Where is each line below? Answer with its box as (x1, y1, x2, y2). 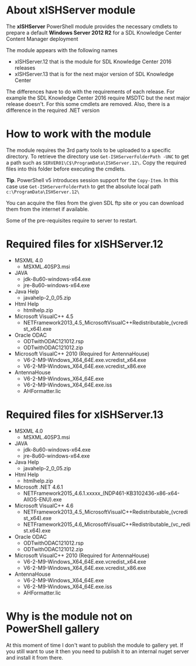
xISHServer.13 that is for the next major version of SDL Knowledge (14, 70, 174, 77)
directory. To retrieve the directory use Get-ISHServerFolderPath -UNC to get (6, 153, 189, 160)
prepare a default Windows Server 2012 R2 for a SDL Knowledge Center (6, 29, 182, 36)
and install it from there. (6, 654, 63, 661)
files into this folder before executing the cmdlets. (6, 165, 126, 172)
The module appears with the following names (6, 46, 118, 53)
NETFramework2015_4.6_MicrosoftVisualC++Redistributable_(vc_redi (23, 521, 191, 528)
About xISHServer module (6, 4, 136, 17)
